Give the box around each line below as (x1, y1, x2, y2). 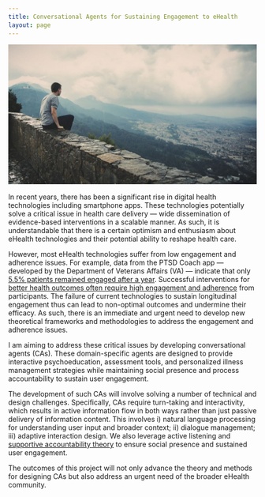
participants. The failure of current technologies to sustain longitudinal (8, 292, 237, 300)
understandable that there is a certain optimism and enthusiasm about (8, 226, 237, 235)
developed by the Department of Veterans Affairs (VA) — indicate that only (8, 266, 251, 276)
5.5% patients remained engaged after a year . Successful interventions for (8, 275, 250, 284)
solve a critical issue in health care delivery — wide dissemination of (8, 209, 230, 218)
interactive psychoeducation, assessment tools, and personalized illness (8, 357, 244, 367)
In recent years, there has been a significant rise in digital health (8, 192, 217, 201)
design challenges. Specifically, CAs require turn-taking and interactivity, (8, 397, 245, 407)
